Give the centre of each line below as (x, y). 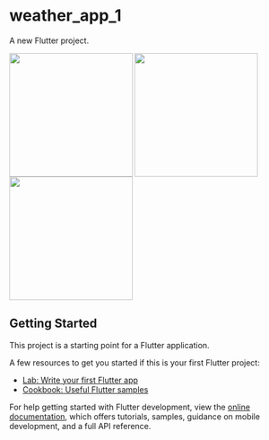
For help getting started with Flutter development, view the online (130, 407)
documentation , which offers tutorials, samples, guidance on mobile (134, 416)
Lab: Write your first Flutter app (80, 380)
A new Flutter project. (49, 40)
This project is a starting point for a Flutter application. (109, 345)
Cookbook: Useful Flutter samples (85, 389)
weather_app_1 (65, 16)
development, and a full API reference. (80, 426)
